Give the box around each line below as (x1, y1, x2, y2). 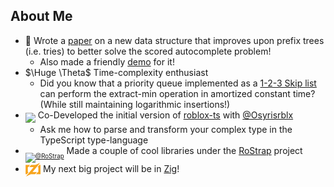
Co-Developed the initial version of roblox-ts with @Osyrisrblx (37, 109, 294, 121)
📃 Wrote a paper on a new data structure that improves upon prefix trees (24, 34, 325, 46)
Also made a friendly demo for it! (39, 55, 175, 68)
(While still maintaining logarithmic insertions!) (39, 98, 231, 110)
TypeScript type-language (39, 134, 149, 146)
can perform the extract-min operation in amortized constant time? (39, 87, 316, 99)
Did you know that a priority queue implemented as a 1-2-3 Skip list (39, 77, 317, 89)
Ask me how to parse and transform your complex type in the (39, 123, 293, 135)
